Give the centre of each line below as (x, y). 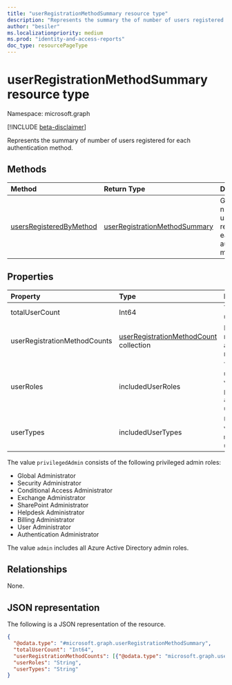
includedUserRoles (150, 386)
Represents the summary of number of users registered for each (99, 140)
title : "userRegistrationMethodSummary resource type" (88, 13)
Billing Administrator (46, 519)
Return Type (124, 189)
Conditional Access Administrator (65, 490)
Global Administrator (46, 475)
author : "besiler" (33, 26)
